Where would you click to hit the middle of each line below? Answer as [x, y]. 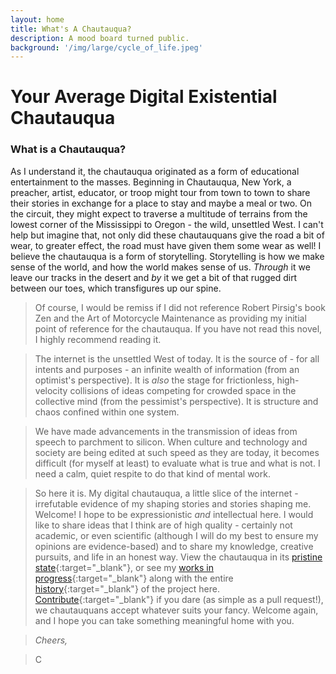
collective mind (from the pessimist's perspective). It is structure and [176, 401]
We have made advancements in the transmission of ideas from [166, 431]
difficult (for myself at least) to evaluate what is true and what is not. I [177, 463]
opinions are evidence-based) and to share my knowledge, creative [174, 546]
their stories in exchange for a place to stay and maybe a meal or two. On [161, 203]
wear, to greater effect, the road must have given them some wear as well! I [166, 245]
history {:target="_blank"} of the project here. [127, 588]
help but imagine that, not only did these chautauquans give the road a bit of [167, 235]
